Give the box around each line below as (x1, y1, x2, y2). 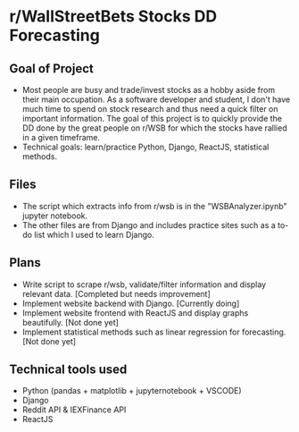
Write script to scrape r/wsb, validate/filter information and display (21, 279, 266, 290)
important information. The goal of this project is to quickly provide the (21, 114, 283, 123)
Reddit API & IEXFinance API (21, 404, 127, 415)
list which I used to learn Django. (34, 229, 154, 240)
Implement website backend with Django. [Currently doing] (21, 298, 240, 309)
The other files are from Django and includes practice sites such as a (21, 219, 277, 230)
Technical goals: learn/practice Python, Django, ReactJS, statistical (21, 141, 270, 152)
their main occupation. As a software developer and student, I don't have (21, 94, 291, 105)
